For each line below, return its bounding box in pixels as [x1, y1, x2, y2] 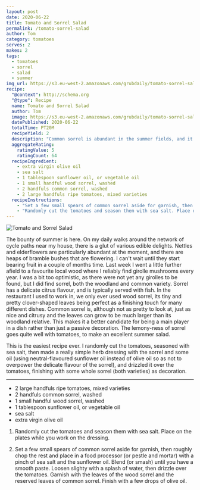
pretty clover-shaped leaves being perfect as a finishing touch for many [6, 299, 183, 307]
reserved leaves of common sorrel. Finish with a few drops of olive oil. [14, 477, 187, 485]
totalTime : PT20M [11, 125, 55, 131]
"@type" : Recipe [11, 97, 52, 103]
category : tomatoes [6, 36, 55, 42]
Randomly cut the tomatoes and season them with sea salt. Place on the [14, 428, 192, 435]
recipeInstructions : [11, 197, 62, 203]
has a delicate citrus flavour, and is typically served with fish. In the [6, 286, 171, 294]
